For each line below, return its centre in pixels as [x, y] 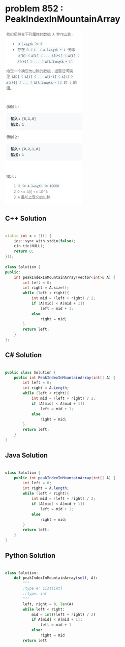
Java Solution [27, 455]
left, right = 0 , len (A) [48, 604]
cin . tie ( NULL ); [30, 246]
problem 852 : [34, 9]
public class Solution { [31, 372]
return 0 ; [24, 251]
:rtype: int [35, 594]
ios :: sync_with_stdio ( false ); [45, 241]
